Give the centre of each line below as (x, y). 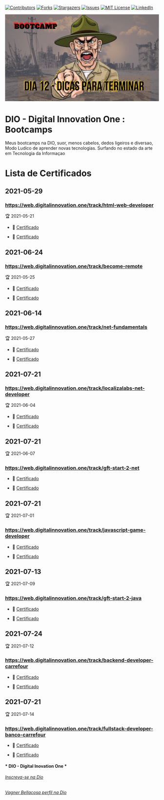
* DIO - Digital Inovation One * (36, 766)
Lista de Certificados (48, 173)
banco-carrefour (25, 734)
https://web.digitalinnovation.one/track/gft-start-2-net (72, 468)
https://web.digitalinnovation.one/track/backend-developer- (79, 660)
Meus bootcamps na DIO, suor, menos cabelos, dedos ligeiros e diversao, (79, 143)
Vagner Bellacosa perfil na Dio (36, 792)
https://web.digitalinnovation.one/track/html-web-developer (79, 205)
